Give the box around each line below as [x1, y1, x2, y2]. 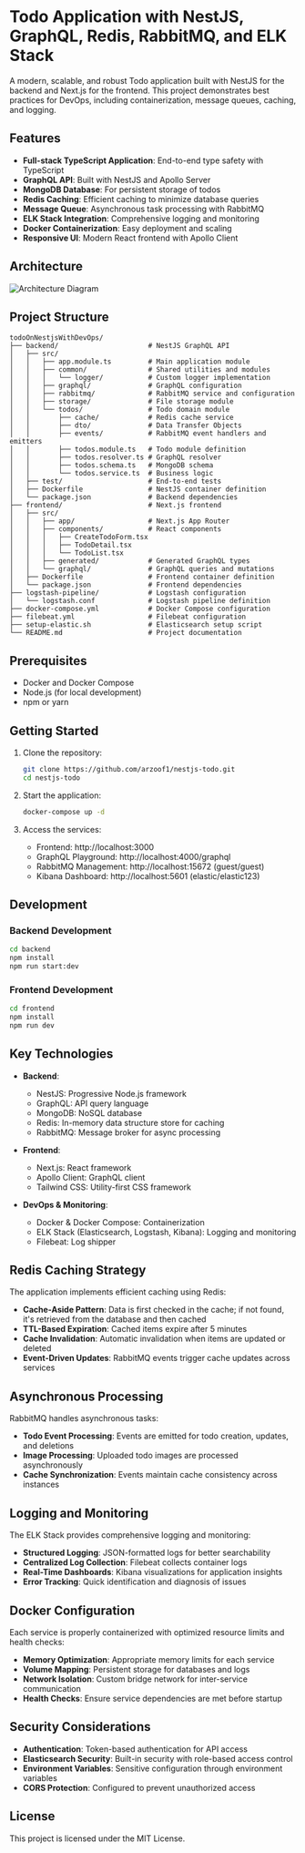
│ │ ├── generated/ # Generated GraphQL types [9, 557, 250, 566]
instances [22, 1479, 60, 1490]
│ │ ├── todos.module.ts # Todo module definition [9, 445, 247, 455]
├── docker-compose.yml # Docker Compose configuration [9, 604, 271, 614]
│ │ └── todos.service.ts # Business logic [9, 469, 214, 478]
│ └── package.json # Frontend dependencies [9, 580, 243, 589]
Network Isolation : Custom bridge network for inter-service [22, 1674, 249, 1684]
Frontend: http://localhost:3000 [36, 841, 155, 853]
